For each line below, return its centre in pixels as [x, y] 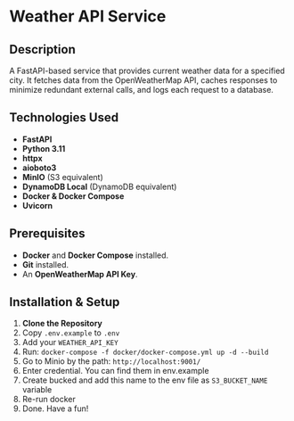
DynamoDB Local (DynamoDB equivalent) [99, 186]
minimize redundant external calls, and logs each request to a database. [142, 90]
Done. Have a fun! [55, 409]
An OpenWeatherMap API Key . [80, 274]
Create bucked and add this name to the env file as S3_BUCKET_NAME [145, 380]
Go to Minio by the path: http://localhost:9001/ [111, 361]
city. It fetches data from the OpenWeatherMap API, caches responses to [143, 80]
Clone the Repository [62, 324]
